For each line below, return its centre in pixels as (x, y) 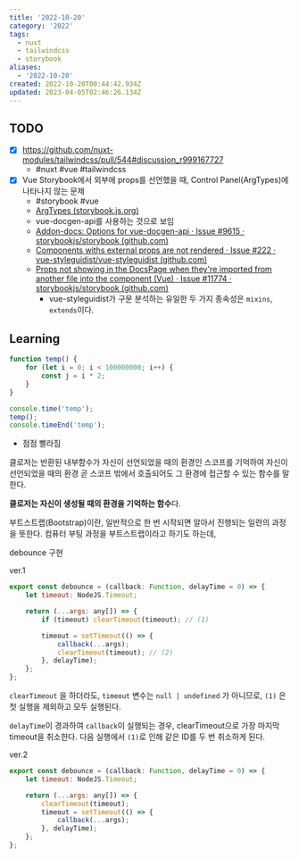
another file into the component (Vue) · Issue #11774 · (133, 279)
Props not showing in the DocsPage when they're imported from (154, 270)
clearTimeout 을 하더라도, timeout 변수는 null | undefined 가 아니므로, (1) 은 (148, 696)
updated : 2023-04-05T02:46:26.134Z (75, 92)
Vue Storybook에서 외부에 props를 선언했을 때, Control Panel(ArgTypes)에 (155, 180)
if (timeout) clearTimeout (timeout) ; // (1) (125, 620)
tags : (19, 34)
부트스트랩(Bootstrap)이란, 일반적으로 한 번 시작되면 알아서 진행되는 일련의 (140, 522)
